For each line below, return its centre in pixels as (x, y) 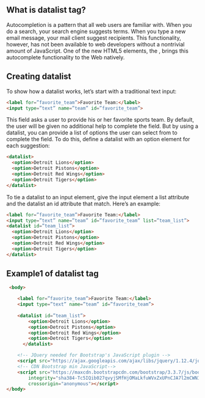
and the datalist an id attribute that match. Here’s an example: (83, 204)
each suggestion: (28, 146)
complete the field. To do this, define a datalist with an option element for (98, 139)
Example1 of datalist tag (52, 274)
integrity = (42, 378)
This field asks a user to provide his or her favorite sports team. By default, (100, 120)
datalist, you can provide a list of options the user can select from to (92, 133)
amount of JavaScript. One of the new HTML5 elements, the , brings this (98, 51)
